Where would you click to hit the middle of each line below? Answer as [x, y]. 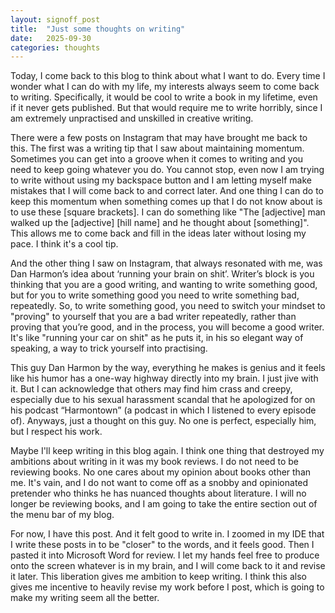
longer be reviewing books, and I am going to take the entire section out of [164, 504]
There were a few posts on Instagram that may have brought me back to [159, 138]
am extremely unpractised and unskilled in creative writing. [132, 118]
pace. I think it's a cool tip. [64, 244]
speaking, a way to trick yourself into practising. [109, 348]
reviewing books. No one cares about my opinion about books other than [161, 472]
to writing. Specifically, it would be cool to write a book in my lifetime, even [164, 97]
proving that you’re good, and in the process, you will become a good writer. [167, 327]
